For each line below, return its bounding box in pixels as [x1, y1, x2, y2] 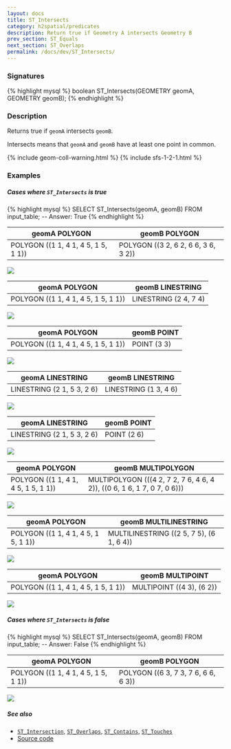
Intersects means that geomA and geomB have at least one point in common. [7, 140, 217, 149]
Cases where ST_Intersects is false [7, 615, 110, 624]
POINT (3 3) [131, 339, 172, 349]
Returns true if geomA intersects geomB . [7, 127, 113, 135]
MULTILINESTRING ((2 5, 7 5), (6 [107, 529, 216, 538]
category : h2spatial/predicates [7, 23, 100, 30]
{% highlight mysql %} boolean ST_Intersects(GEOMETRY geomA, [7, 87, 195, 95]
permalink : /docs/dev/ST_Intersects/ [7, 49, 115, 56]
